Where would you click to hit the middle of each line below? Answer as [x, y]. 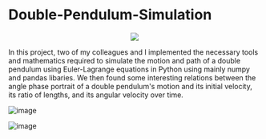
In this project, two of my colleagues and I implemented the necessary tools [133, 52]
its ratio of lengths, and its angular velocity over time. [96, 95]
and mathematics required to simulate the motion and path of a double [125, 60]
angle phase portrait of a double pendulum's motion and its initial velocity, [130, 86]
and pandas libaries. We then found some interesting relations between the [132, 77]
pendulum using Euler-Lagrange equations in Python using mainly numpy [129, 69]
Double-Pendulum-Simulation [110, 15]
